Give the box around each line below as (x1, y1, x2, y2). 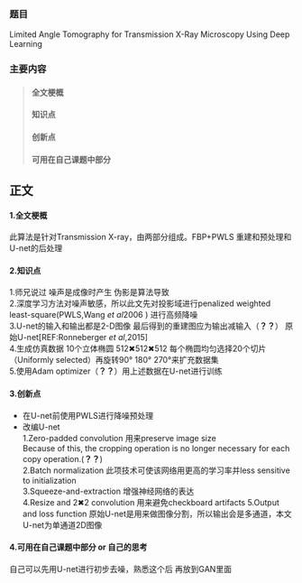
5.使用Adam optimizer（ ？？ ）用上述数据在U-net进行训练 (9, 366, 223, 376)
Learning (9, 39, 43, 50)
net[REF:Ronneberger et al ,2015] (26, 332, 149, 343)
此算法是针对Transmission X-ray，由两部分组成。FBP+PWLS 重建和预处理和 (9, 232, 292, 243)
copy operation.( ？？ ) (22, 453, 104, 464)
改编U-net (22, 421, 60, 432)
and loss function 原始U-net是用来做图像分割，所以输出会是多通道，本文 (22, 508, 293, 519)
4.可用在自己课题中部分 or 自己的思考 (9, 541, 148, 552)
